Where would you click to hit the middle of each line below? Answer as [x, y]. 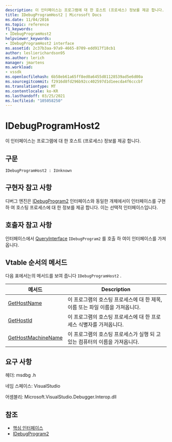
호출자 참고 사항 [29, 225]
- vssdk [14, 72]
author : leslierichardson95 [35, 53]
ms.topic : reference [27, 24]
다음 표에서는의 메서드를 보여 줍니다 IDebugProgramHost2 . [63, 276]
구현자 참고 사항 [29, 188]
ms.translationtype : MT [31, 86]
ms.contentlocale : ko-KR [32, 91]
